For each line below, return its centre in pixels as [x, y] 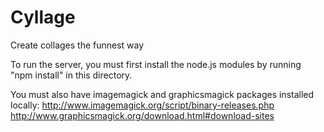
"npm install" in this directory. [71, 75]
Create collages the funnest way [77, 45]
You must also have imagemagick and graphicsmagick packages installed [162, 94]
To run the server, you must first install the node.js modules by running [156, 64]
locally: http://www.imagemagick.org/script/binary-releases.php [142, 105]
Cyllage [43, 17]
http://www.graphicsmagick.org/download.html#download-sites [142, 115]
